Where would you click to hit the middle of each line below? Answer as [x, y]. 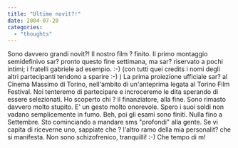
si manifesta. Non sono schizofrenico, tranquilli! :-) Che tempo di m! [107, 137]
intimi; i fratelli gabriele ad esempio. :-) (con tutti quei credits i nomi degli [114, 69]
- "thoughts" [33, 34]
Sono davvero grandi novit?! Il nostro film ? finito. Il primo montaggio [108, 54]
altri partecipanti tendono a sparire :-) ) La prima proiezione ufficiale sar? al [118, 77]
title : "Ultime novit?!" [44, 14]
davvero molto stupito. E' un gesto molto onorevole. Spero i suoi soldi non [116, 107]
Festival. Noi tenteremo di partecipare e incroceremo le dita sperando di [113, 92]
